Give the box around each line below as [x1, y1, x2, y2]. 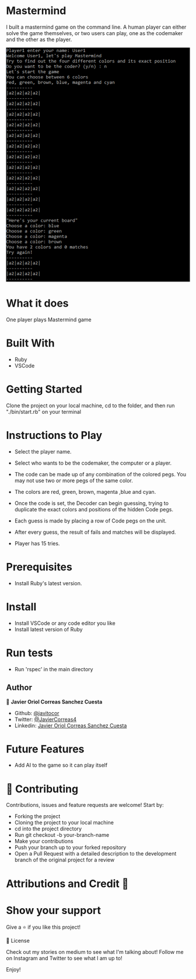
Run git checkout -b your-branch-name [14, 832, 110, 839]
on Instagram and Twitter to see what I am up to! [6, 954, 123, 961]
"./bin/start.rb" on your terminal [6, 408, 82, 415]
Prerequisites [6, 561, 73, 574]
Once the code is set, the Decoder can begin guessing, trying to [14, 499, 169, 507]
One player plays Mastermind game [6, 316, 92, 323]
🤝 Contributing [6, 782, 79, 795]
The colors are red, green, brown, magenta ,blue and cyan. [14, 488, 156, 495]
